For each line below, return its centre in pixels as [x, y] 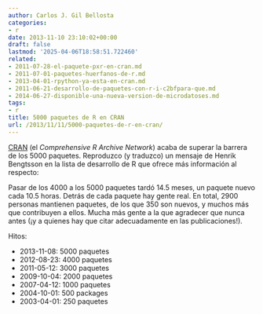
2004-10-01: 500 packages [64, 293]
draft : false [29, 45]
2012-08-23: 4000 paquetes [66, 259]
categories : [27, 23]
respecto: [24, 172]
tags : [17, 103]
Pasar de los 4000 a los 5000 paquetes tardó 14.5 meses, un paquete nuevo [131, 187]
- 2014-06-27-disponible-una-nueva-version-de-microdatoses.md [114, 96]
